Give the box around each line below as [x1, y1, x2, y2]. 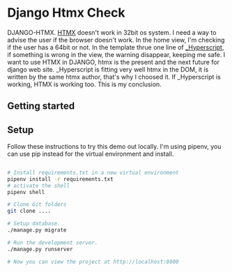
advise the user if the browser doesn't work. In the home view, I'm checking [7, 35, 225, 44]
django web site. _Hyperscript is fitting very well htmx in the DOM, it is [7, 65, 209, 74]
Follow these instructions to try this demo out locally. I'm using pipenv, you [7, 142, 222, 150]
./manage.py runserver [7, 246, 73, 253]
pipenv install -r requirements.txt [7, 175, 114, 182]
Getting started [7, 100, 75, 112]
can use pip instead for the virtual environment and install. [7, 150, 174, 158]
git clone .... [7, 207, 52, 215]
